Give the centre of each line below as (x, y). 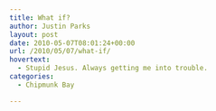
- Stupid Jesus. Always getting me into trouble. (113, 69)
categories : (32, 77)
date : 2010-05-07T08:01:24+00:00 (72, 43)
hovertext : (30, 60)
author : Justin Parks (50, 26)
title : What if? (40, 18)
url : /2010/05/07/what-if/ (60, 51)
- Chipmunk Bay (46, 85)
